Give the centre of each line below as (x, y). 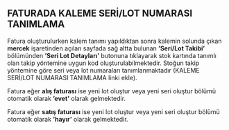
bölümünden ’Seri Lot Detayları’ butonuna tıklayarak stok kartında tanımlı (112, 55)
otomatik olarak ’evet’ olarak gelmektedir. (67, 98)
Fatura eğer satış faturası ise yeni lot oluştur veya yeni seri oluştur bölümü (113, 111)
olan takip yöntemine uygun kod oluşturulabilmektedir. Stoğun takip (103, 63)
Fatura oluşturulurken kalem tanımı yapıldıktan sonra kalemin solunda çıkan (114, 41)
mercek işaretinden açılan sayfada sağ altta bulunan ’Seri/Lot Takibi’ (106, 48)
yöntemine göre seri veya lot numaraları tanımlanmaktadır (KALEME (103, 70)
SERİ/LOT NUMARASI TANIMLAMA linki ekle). (72, 77)
